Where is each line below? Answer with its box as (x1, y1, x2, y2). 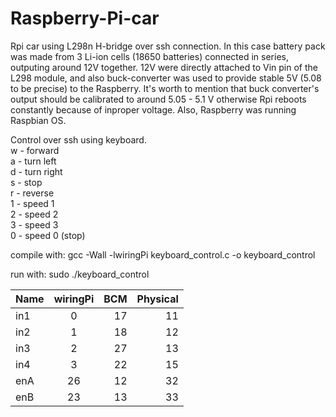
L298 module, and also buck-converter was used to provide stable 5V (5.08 (10, 72, 322, 84)
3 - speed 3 (10, 218, 59, 231)
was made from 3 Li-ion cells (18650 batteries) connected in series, (10, 50, 289, 62)
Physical (136, 292, 179, 306)
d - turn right (10, 165, 63, 177)
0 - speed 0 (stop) (10, 229, 86, 241)
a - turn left (10, 155, 57, 167)
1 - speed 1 (10, 197, 55, 209)
